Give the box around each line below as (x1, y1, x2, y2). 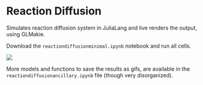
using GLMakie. (6, 30, 45, 37)
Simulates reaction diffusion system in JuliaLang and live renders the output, (6, 24, 198, 31)
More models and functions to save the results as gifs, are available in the (6, 65, 190, 72)
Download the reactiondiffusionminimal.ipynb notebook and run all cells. (6, 42, 191, 49)
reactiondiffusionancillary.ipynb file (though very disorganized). (6, 71, 173, 79)
